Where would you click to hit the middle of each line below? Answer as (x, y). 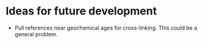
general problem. (36, 34)
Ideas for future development (81, 11)
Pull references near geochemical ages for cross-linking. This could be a (106, 28)
